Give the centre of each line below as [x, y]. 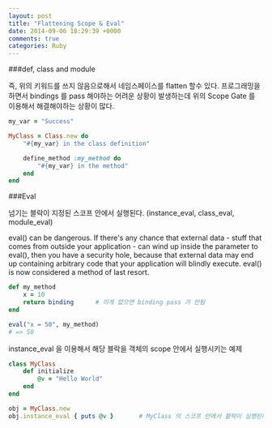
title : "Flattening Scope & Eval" [67, 24]
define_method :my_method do [72, 158]
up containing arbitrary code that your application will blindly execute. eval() [135, 263]
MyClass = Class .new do [49, 136]
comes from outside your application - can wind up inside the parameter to [134, 246]
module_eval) [31, 222]
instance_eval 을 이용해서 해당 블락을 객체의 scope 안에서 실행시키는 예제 [125, 349]
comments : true [34, 39]
